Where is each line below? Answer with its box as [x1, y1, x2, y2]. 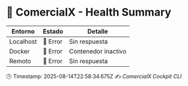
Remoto [9, 57, 31, 65]
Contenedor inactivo [68, 47, 127, 55]
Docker [9, 47, 30, 55]
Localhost [9, 37, 37, 46]
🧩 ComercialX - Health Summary [6, 5, 172, 19]
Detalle [87, 27, 108, 35]
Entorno [11, 27, 35, 35]
